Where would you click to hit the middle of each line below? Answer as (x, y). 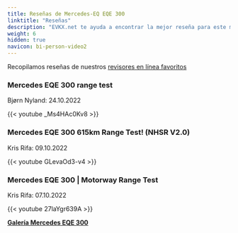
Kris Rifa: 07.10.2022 (37, 195)
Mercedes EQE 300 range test (60, 85)
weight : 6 (22, 34)
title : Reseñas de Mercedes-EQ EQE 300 (66, 14)
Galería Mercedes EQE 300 (48, 222)
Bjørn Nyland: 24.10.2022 (44, 100)
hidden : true (27, 40)
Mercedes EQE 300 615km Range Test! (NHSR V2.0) (98, 133)
